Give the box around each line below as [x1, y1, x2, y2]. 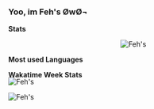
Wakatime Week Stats [8, 70, 83, 80]
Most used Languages [8, 54, 83, 65]
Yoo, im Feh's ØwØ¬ [8, 6, 88, 17]
